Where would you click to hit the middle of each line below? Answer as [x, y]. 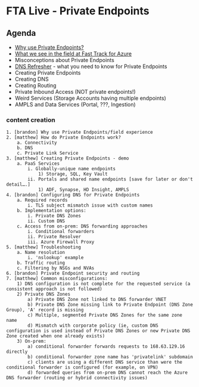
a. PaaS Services [38, 164]
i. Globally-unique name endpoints [72, 169]
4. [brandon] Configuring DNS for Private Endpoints [73, 195]
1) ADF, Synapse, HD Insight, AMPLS [83, 190]
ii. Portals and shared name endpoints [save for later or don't [111, 179]
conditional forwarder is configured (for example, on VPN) [83, 368]
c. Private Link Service [48, 153]
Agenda [21, 33]
